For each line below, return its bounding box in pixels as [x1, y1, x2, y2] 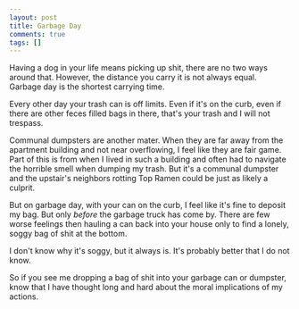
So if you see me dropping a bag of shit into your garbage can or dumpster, [9, 272, 287, 283]
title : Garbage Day [9, 21, 82, 30]
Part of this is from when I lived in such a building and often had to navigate [9, 154, 287, 165]
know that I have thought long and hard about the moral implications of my [9, 282, 283, 293]
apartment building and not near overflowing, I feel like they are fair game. [9, 145, 282, 155]
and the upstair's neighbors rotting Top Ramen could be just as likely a [9, 173, 269, 184]
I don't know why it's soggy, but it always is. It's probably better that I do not [9, 246, 290, 256]
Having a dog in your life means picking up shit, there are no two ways [9, 63, 268, 73]
